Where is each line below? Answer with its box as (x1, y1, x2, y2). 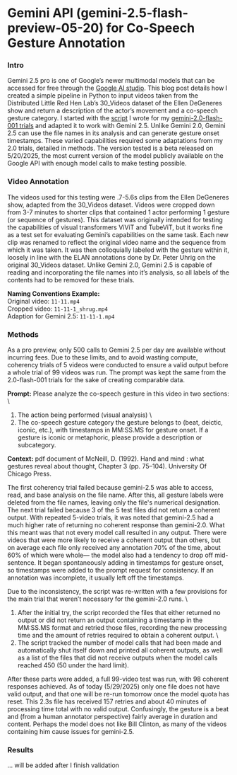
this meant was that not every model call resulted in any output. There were (7, 529, 227, 537)
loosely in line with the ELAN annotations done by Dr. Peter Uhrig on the (7, 253, 217, 261)
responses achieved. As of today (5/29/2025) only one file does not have (7, 682, 220, 691)
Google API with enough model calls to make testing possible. (7, 159, 187, 168)
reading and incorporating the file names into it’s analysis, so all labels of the (7, 268, 230, 277)
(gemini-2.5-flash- (76, 5, 188, 21)
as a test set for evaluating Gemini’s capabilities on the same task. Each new (7, 230, 229, 239)
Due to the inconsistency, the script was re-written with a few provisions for (7, 587, 228, 596)
